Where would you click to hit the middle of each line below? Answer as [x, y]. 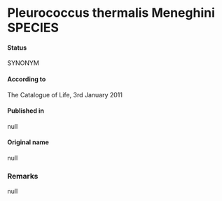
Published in [26, 111]
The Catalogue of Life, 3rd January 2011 [65, 95]
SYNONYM [23, 63]
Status [17, 48]
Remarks [23, 176]
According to [27, 79]
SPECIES [33, 28]
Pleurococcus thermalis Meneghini [111, 13]
